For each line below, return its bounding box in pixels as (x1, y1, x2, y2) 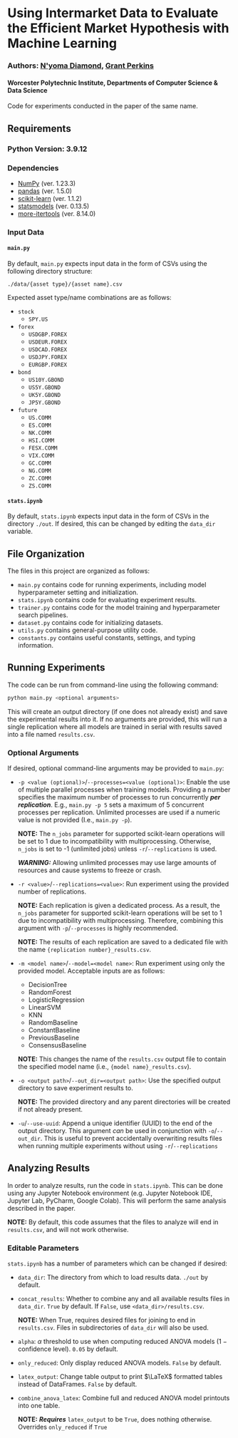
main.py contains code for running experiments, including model (17, 581, 207, 589)
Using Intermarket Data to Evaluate (7, 5, 219, 21)
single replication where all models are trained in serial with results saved (7, 722, 222, 731)
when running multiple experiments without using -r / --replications (17, 1142, 219, 1150)
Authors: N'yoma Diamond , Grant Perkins (7, 61, 155, 71)
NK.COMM (28, 430, 51, 437)
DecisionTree (28, 981, 68, 989)
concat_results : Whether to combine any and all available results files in (17, 1295, 230, 1303)
